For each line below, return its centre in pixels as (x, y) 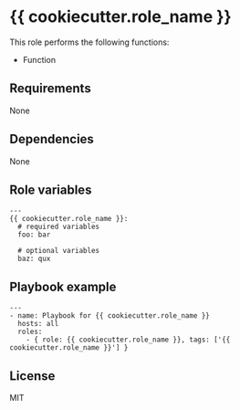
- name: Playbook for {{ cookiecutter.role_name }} (110, 316)
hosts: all (38, 324)
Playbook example (63, 286)
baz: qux (34, 259)
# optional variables (59, 251)
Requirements (50, 89)
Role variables (51, 189)
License (32, 376)
